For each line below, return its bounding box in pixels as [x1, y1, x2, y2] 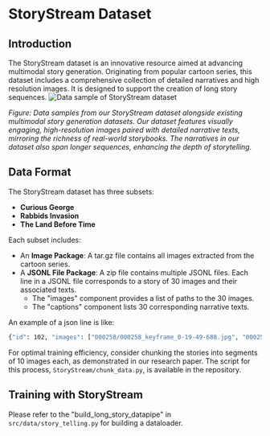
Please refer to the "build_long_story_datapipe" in [8, 409, 172, 419]
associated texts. [19, 285, 77, 294]
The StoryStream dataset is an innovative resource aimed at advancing [8, 58, 243, 68]
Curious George [19, 202, 75, 212]
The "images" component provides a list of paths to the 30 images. [31, 293, 255, 302]
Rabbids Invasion [19, 211, 80, 220]
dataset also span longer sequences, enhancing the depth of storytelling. [8, 142, 252, 151]
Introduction [8, 37, 72, 51]
